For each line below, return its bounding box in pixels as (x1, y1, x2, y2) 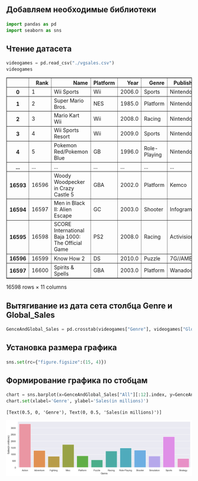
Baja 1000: (54, 233, 81, 240)
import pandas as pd (6, 21, 57, 27)
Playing (144, 151, 162, 159)
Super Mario (54, 97, 84, 104)
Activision (170, 233, 194, 240)
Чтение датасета (6, 44, 72, 54)
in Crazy (54, 185, 75, 192)
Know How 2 (54, 254, 85, 262)
